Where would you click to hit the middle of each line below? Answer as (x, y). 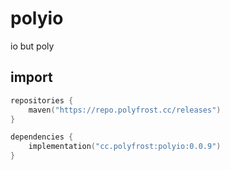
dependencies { (42, 137)
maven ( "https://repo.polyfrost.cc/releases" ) (125, 110)
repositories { (42, 100)
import (31, 77)
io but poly (32, 46)
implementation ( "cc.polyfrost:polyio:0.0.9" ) (125, 147)
